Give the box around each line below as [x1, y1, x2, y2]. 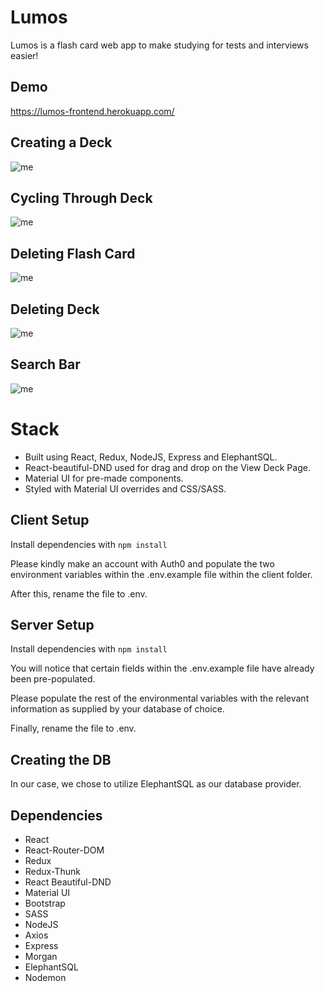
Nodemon [24, 972, 67, 983]
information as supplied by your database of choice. [10, 703, 225, 715]
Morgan [24, 951, 58, 962]
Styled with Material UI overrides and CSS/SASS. [24, 482, 227, 495]
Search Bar [10, 356, 81, 373]
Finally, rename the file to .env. [10, 722, 137, 735]
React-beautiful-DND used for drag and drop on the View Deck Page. [24, 461, 311, 473]
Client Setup [10, 512, 90, 529]
